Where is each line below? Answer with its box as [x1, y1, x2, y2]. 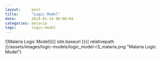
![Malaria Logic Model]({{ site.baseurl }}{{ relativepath [5, 39, 114, 44]
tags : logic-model [5, 25, 56, 30]
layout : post [5, 7, 41, 12]
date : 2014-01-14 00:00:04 [5, 16, 74, 21]
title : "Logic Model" [5, 12, 60, 17]
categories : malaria [5, 20, 48, 26]
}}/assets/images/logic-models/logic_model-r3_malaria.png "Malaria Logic [5, 44, 156, 50]
